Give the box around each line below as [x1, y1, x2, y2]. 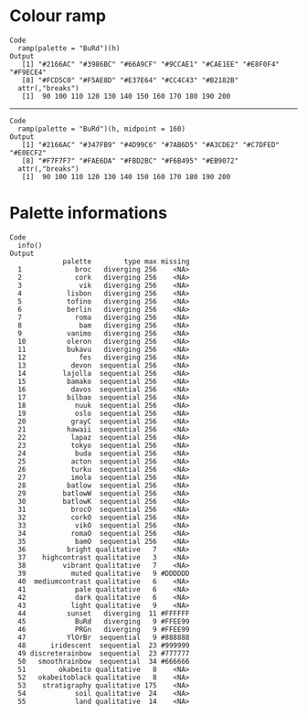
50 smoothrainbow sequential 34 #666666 [17, 656, 190, 666]
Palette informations [9, 203, 167, 224]
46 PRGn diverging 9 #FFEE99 [17, 624, 190, 634]
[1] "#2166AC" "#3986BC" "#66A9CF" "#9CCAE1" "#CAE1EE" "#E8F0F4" [21, 59, 281, 69]
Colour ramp [9, 5, 107, 27]
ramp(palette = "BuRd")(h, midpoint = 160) [17, 124, 185, 133]
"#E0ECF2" [9, 148, 48, 157]
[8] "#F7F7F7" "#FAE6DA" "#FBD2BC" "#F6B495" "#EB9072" [21, 156, 239, 165]
